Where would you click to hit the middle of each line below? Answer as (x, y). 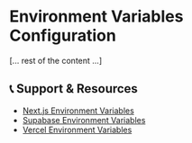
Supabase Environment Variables (84, 120)
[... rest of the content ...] (55, 60)
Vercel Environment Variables (77, 130)
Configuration (63, 36)
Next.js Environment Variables (78, 111)
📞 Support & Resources (73, 89)
